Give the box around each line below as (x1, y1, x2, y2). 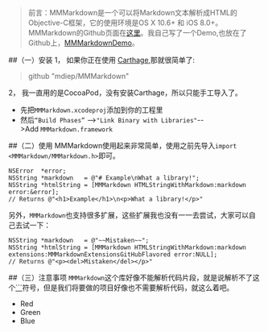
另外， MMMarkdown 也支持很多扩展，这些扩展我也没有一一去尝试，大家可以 (8, 210, 249, 220)
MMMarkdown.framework (39, 126, 113, 134)
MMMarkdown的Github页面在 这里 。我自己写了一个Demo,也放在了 (27, 28, 247, 37)
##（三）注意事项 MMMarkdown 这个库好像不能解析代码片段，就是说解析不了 (8, 273, 254, 282)
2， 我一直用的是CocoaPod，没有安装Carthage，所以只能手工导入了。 (8, 88, 243, 98)
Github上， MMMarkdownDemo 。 (27, 38, 139, 48)
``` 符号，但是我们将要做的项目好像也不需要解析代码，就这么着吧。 (15, 283, 234, 293)
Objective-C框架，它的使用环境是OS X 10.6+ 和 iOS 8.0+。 (27, 18, 223, 27)
